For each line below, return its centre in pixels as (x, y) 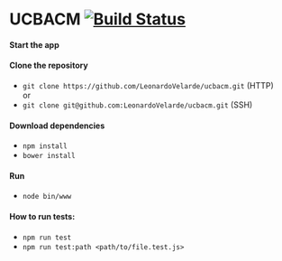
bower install (49, 156)
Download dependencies (57, 126)
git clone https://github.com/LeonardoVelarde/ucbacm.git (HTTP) (148, 85)
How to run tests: (42, 216)
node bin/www (47, 197)
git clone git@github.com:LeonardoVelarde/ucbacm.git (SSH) (137, 105)
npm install (45, 146)
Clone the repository (49, 65)
